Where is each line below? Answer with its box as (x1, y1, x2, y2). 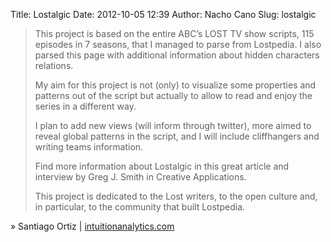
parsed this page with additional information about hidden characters (34, 49, 320, 61)
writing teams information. (34, 141, 144, 153)
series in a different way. (34, 100, 137, 112)
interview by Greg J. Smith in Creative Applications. (34, 171, 247, 183)
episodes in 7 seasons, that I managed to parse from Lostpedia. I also (34, 39, 322, 50)
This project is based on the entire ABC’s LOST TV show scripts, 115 (34, 28, 315, 39)
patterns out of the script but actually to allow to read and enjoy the (34, 90, 313, 101)
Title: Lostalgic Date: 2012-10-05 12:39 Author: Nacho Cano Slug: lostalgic (10, 9, 317, 20)
